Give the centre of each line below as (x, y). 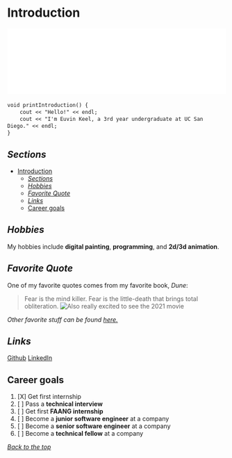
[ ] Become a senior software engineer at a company (94, 426)
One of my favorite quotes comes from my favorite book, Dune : (98, 285)
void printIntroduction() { (48, 106)
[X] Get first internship (49, 397)
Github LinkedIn (30, 358)
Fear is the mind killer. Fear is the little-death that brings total (111, 298)
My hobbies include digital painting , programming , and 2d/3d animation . (113, 246)
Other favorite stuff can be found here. (63, 319)
